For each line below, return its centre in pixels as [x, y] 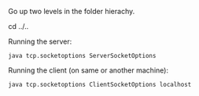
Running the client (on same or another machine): [88, 70]
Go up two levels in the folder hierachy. [72, 11]
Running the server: [40, 41]
